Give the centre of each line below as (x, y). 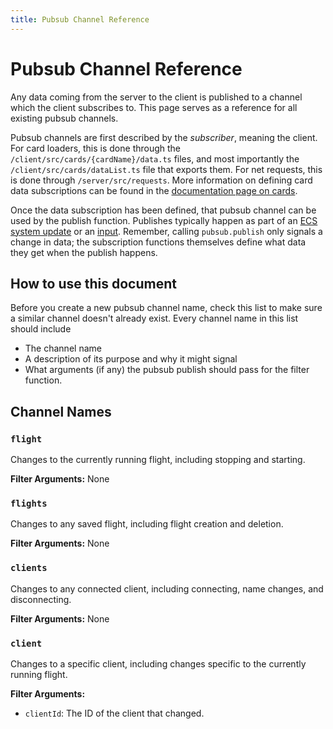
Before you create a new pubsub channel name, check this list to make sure (166, 308)
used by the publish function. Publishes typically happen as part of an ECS (164, 220)
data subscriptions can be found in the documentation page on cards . (154, 190)
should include (41, 329)
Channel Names (61, 411)
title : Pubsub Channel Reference (80, 19)
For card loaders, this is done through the (96, 148)
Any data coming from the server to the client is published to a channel (156, 97)
